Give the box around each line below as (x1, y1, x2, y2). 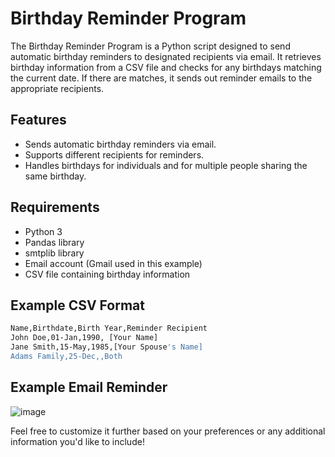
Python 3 (24, 225, 63, 237)
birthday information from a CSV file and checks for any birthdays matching (10, 61, 322, 73)
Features (10, 112, 67, 129)
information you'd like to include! (10, 435, 145, 447)
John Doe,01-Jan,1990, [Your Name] (10, 333, 159, 343)
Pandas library (24, 236, 85, 248)
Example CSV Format (10, 297, 145, 314)
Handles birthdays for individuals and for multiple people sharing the (24, 159, 308, 171)
